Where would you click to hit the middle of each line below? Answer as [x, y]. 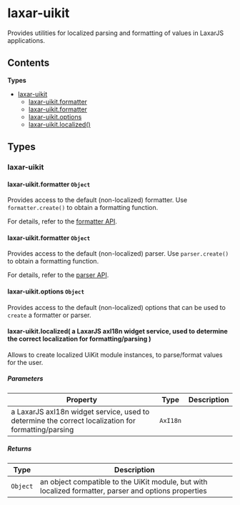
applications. [26, 40]
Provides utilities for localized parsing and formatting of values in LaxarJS [115, 33]
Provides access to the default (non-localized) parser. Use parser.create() [118, 254]
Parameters [25, 379]
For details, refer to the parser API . [58, 275]
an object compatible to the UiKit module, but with [124, 481]
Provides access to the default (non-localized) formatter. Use [97, 200]
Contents [29, 63]
